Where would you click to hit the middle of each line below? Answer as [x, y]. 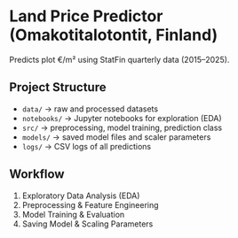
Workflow [37, 174]
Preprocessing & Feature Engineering [90, 204]
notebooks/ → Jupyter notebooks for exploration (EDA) [122, 118]
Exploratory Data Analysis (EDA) [81, 196]
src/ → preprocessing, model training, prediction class [122, 127]
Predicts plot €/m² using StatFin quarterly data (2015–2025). [119, 59]
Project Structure [58, 87]
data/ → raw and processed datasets [90, 109]
